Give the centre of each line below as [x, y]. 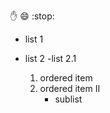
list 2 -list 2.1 [50, 58]
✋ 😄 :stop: [32, 16]
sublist [68, 99]
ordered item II [70, 88]
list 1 [34, 39]
